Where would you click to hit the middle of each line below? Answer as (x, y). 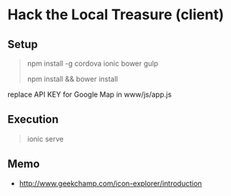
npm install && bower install (72, 79)
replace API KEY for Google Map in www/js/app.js (90, 94)
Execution (33, 120)
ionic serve (45, 138)
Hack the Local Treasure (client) (116, 15)
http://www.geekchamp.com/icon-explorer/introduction (110, 183)
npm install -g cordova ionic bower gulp (93, 63)
